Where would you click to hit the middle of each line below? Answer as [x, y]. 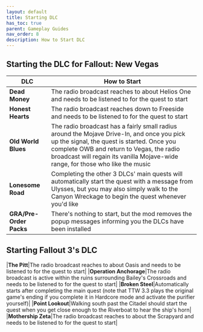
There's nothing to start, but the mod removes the [121, 214]
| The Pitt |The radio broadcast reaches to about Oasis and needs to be [94, 265]
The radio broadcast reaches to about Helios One [121, 91]
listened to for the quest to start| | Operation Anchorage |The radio [89, 271]
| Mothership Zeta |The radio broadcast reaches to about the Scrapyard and [100, 316]
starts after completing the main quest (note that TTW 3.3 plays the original [100, 290]
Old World [24, 141]
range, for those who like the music [101, 164]
